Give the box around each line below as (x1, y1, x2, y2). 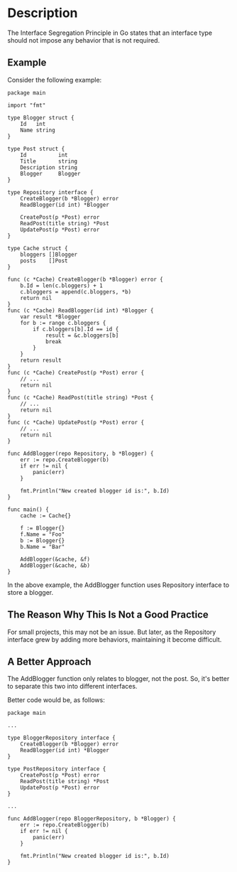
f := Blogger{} (20, 524, 65, 532)
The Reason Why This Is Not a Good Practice (7, 609, 209, 621)
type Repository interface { (7, 188, 94, 196)
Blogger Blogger (20, 170, 81, 177)
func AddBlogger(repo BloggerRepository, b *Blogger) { (7, 815, 176, 822)
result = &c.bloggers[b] (45, 332, 119, 339)
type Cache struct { (7, 244, 69, 252)
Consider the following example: (7, 75, 102, 84)
